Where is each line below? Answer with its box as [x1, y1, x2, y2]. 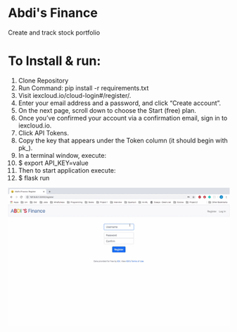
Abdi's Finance [8, 5, 98, 21]
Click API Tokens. [18, 128, 70, 137]
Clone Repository [18, 76, 69, 85]
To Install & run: [8, 53, 101, 69]
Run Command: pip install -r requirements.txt [18, 83, 149, 92]
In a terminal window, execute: [18, 151, 107, 159]
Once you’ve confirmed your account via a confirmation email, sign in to [18, 113, 228, 122]
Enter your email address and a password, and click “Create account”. [18, 99, 222, 107]
